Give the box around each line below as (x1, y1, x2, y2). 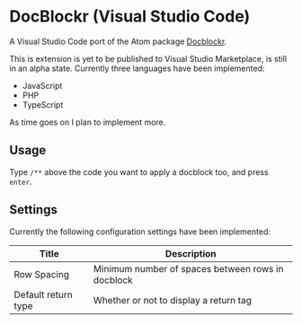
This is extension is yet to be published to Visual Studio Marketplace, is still (9, 53, 288, 64)
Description (164, 247, 218, 259)
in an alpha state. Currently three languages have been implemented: (9, 63, 265, 74)
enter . (9, 176, 32, 187)
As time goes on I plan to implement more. (9, 117, 166, 127)
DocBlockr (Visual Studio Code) (9, 6, 251, 27)
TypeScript (22, 99, 64, 109)
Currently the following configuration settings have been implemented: (9, 226, 271, 237)
